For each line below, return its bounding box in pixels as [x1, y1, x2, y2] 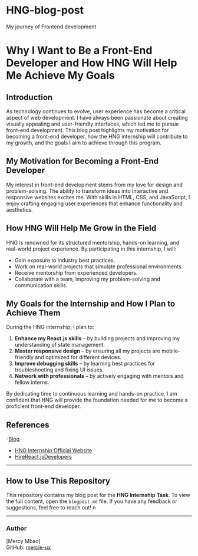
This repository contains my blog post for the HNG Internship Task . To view [6, 492, 190, 498]
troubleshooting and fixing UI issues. [14, 366, 104, 373]
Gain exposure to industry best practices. [14, 256, 115, 264]
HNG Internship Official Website [14, 447, 93, 454]
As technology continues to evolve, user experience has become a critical [6, 107, 186, 115]
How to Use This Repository [6, 476, 111, 486]
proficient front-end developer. [6, 403, 81, 410]
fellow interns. [14, 379, 49, 386]
